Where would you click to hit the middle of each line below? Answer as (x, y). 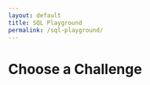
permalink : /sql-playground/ (56, 30)
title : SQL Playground (45, 23)
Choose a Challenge (75, 69)
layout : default (35, 15)
